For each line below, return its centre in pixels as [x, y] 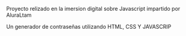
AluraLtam [19, 15]
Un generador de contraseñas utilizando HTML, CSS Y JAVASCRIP [89, 27]
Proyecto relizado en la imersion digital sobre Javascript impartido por [93, 9]
